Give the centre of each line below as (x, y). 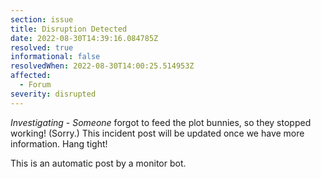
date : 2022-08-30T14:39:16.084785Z (84, 38)
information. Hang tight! (59, 143)
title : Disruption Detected (69, 29)
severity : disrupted (53, 94)
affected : (31, 76)
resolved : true (42, 47)
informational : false (55, 57)
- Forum (35, 85)
